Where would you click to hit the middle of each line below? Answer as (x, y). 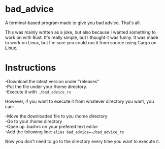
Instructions (31, 68)
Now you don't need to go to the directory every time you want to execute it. (82, 141)
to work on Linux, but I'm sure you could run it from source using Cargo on (81, 42)
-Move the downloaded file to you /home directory (56, 116)
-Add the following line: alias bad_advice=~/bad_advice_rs (65, 132)
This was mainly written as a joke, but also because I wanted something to (81, 32)
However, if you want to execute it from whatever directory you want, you (80, 101)
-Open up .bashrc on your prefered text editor (52, 126)
